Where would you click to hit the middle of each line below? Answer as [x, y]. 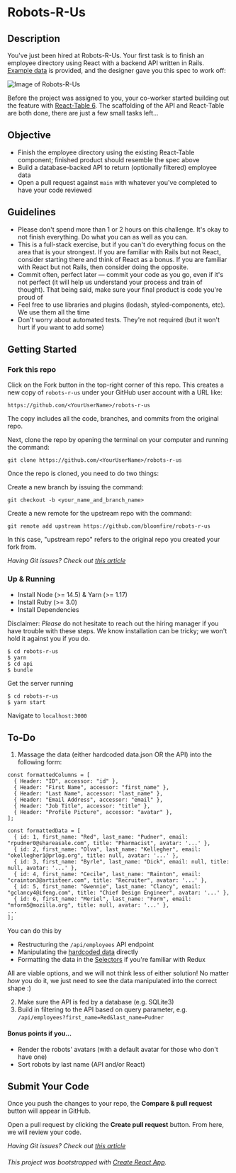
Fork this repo [32, 369]
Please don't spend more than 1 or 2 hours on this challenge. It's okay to [123, 229]
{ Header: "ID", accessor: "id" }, [66, 781]
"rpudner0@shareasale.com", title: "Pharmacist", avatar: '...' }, [109, 844]
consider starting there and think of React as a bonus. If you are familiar [122, 259]
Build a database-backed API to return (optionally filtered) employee [117, 167]
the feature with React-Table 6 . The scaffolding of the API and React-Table [116, 106]
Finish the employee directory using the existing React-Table [106, 152]
